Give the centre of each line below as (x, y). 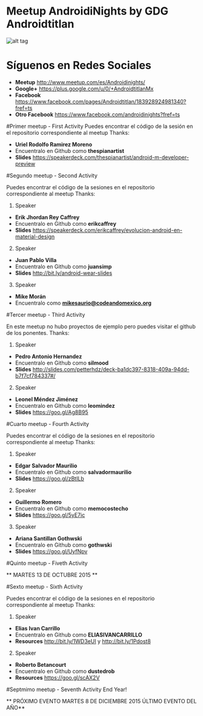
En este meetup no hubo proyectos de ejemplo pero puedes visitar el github (101, 326)
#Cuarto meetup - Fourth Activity (48, 424)
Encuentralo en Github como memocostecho (72, 508)
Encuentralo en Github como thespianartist (69, 150)
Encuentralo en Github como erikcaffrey (66, 223)
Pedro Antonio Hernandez (48, 356)
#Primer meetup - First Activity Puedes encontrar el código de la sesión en (100, 126)
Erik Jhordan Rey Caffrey (47, 217)
